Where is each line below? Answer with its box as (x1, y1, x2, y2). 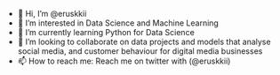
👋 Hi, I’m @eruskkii (17, 9, 87, 19)
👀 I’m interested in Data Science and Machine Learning (17, 18, 220, 28)
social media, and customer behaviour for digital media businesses (17, 46, 263, 56)
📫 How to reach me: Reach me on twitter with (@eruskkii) (17, 56, 231, 66)
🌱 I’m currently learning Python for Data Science (17, 27, 196, 37)
